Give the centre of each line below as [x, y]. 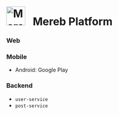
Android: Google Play [41, 70]
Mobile [17, 57]
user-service [31, 99]
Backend [20, 86]
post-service [31, 106]
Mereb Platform [73, 22]
